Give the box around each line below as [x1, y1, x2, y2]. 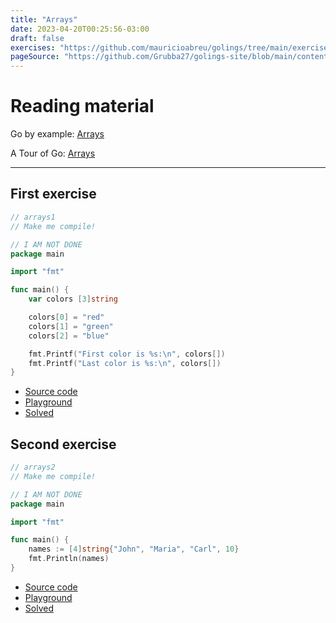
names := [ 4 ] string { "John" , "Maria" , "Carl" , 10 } [28, 544, 240, 555]
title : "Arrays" [10, 14, 78, 25]
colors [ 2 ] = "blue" [28, 331, 110, 341]
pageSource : [10, 52, 60, 62]
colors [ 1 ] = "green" [28, 321, 114, 331]
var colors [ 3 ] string [28, 294, 118, 305]
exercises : [10, 42, 56, 53]
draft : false [10, 33, 65, 43]
